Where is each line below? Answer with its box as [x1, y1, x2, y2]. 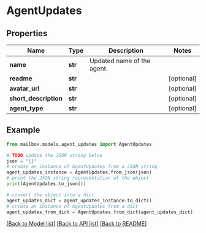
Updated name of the [89, 56, 151, 65]
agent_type [9, 104, 44, 112]
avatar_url [9, 84, 40, 93]
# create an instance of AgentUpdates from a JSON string [6, 164, 158, 170]
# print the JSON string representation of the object [6, 175, 150, 181]
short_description [9, 94, 63, 102]
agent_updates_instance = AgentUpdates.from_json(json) [6, 169, 152, 175]
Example [6, 125, 40, 136]
